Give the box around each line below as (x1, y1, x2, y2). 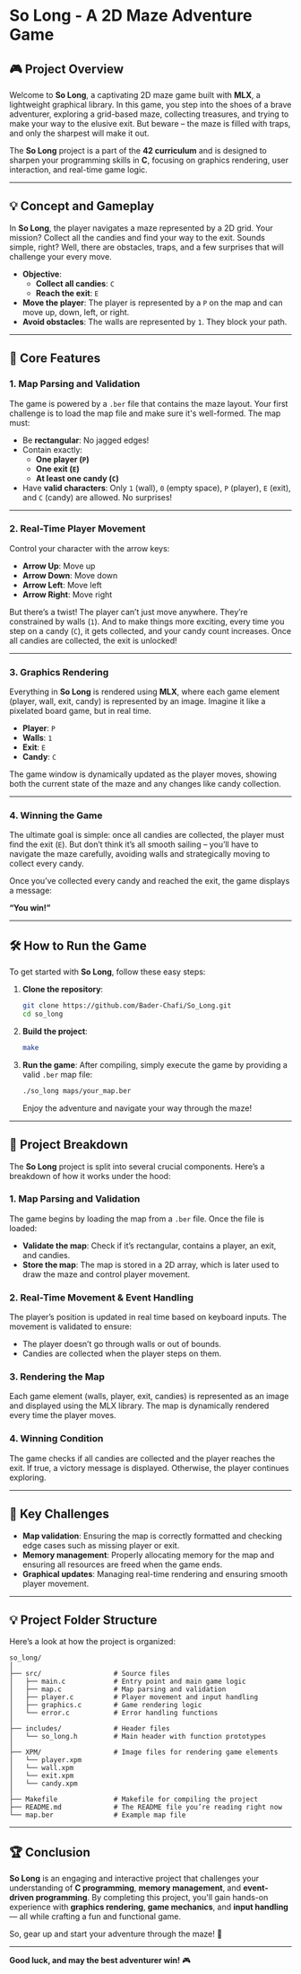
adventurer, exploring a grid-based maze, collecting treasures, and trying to (9, 109, 289, 119)
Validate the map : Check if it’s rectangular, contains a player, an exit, (21, 1240, 277, 1251)
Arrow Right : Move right (21, 589, 113, 600)
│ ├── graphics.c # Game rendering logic (9, 1701, 202, 1710)
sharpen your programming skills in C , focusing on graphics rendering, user (9, 154, 289, 165)
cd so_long (21, 1009, 64, 1019)
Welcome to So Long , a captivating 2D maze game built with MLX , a (9, 90, 262, 100)
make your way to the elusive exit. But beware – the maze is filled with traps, (9, 119, 291, 128)
